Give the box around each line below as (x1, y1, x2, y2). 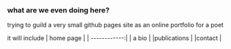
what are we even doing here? (7, 5, 110, 15)
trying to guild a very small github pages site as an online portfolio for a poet (7, 21, 224, 29)
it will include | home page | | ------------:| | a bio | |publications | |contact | (7, 34, 222, 42)
